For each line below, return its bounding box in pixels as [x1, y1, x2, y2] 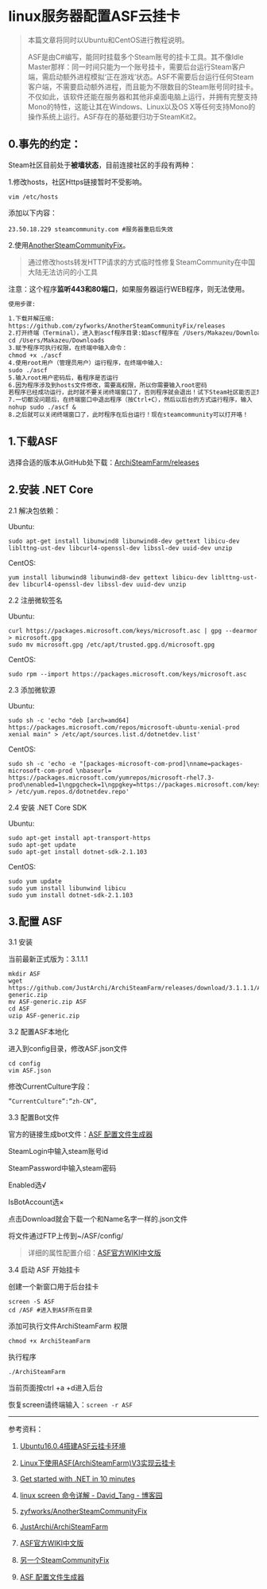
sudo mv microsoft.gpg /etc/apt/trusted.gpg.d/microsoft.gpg [8, 641, 215, 649]
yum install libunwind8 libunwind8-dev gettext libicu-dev [8, 573, 208, 582]
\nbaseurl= [75, 767, 112, 775]
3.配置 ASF [8, 914, 63, 928]
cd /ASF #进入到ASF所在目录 [8, 1306, 93, 1315]
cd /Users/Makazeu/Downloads [8, 336, 105, 345]
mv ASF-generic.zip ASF [8, 998, 87, 1006]
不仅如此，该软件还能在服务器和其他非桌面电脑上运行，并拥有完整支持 [27, 92, 258, 101]
